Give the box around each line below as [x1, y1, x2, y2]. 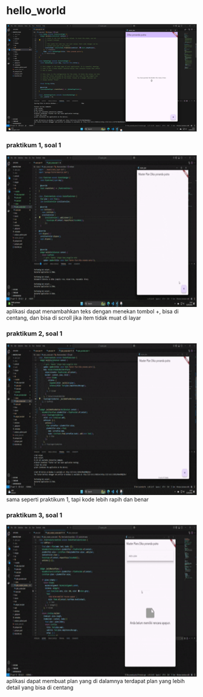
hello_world [6, 4, 66, 18]
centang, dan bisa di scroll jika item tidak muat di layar [6, 314, 141, 322]
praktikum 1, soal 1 [6, 141, 62, 149]
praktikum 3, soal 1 [6, 511, 62, 519]
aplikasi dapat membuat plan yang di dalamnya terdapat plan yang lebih [6, 678, 185, 685]
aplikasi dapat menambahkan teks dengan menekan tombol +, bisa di [6, 308, 179, 315]
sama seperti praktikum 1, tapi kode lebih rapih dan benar [6, 496, 149, 503]
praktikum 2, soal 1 [6, 329, 62, 337]
